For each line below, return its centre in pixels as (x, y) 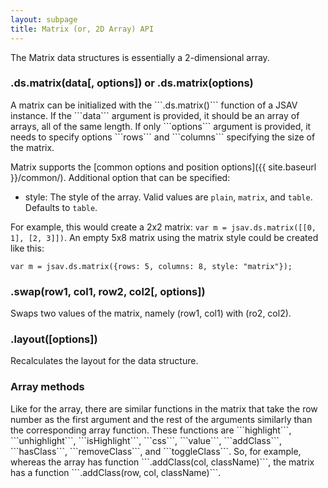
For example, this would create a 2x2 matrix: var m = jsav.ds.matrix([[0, (163, 227)
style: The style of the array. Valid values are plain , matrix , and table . (168, 197)
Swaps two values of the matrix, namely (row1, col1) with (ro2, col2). (151, 313)
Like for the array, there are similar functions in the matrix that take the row (164, 408)
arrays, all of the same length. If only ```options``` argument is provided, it (161, 126)
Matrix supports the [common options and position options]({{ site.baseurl (163, 167)
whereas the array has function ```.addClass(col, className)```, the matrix (162, 462)
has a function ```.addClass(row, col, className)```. (116, 472)
